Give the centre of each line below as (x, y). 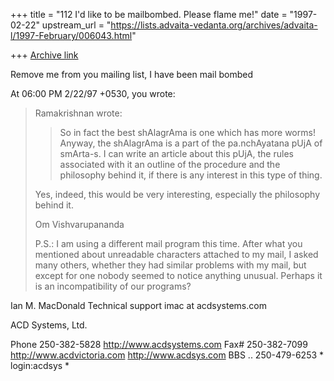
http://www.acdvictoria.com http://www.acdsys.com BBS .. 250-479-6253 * (167, 355)
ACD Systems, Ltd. (49, 325)
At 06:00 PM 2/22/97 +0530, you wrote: (93, 93)
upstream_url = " (76, 25)
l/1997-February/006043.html (71, 35)
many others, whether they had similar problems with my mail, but (170, 265)
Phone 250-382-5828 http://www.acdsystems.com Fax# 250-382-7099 (159, 344)
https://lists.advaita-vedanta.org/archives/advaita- (214, 25)
